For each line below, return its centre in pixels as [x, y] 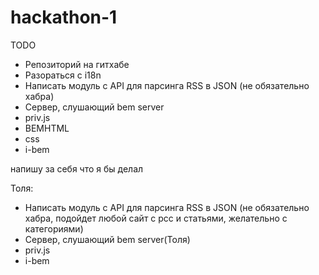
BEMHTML [47, 128]
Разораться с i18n [63, 75]
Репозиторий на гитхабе [77, 64]
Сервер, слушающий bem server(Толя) [107, 239]
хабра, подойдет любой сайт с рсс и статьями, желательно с [156, 218]
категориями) [54, 228]
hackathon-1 [64, 17]
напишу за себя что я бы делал [77, 168]
